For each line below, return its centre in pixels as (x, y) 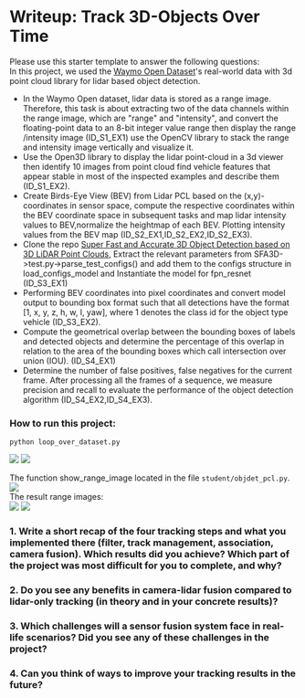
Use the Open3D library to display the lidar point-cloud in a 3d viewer (153, 156)
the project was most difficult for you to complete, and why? (146, 566)
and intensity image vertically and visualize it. (108, 147)
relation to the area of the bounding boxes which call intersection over (154, 351)
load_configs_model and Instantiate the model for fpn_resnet (137, 273)
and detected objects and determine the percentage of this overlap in (153, 341)
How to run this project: (63, 423)
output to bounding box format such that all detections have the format (156, 302)
